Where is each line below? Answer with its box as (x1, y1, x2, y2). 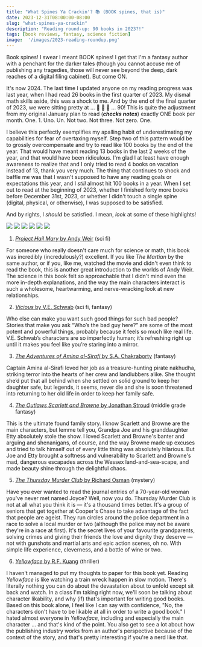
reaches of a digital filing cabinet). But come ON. (6, 73, 128, 80)
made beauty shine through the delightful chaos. (6, 465, 127, 472)
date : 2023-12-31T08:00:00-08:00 (6, 15, 90, 21)
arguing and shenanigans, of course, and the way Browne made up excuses (6, 439, 195, 446)
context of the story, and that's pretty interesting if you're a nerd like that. (6, 634, 189, 641)
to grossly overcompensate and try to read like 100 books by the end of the (6, 141, 193, 148)
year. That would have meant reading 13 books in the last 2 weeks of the (6, 148, 186, 155)
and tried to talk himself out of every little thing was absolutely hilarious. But (6, 446, 195, 452)
